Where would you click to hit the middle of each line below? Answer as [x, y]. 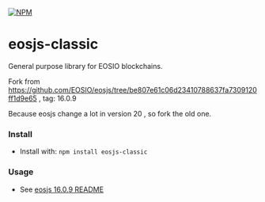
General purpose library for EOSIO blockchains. [85, 66]
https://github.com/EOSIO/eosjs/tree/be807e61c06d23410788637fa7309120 [132, 90]
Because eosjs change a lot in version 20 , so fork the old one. [110, 113]
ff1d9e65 [23, 98]
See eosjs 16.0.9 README [62, 189]
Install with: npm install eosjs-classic [83, 151]
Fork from [25, 81]
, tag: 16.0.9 [57, 98]
